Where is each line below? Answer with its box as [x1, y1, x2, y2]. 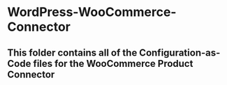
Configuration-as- [139, 47, 221, 59]
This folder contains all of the [7, 47, 138, 59]
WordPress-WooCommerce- [7, 4, 177, 20]
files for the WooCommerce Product [33, 57, 193, 70]
